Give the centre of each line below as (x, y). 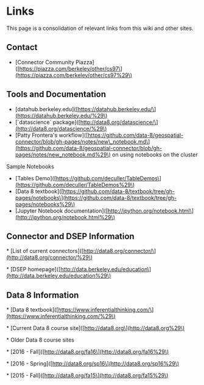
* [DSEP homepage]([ (33, 269)
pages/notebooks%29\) (45, 204)
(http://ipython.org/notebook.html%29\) (65, 217)
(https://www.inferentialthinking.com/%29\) (61, 317)
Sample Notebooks (30, 166)
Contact (22, 47)
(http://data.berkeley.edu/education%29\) (59, 276)
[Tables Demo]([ (36, 178)
